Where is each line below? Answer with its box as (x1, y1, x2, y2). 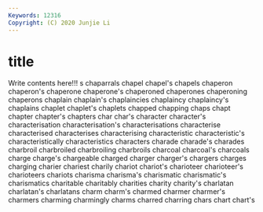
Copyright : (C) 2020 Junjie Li (8, 19, 111, 27)
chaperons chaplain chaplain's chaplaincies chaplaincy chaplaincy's (8, 95, 229, 104)
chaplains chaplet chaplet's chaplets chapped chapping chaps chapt (8, 104, 231, 113)
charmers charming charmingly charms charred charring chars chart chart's (8, 196, 255, 205)
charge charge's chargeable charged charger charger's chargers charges (8, 154, 247, 163)
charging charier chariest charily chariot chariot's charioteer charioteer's (8, 162, 244, 171)
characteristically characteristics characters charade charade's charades (8, 137, 245, 146)
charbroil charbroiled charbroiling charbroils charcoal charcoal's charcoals (8, 145, 250, 155)
